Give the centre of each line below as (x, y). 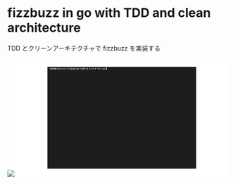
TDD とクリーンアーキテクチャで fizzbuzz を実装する (84, 48)
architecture (44, 28)
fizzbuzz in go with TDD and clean (109, 13)
